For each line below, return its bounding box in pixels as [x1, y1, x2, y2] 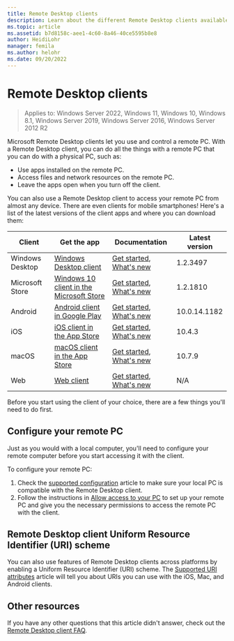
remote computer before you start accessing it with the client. [7, 451, 185, 459]
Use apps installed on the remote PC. [17, 165, 125, 174]
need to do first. [7, 405, 54, 413]
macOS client [54, 342, 98, 352]
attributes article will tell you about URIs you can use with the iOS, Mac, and [7, 573, 224, 581]
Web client [54, 375, 89, 385]
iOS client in [54, 322, 94, 332]
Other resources [7, 600, 80, 612]
